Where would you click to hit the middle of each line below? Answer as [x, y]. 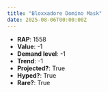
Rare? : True [33, 82]
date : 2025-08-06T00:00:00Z [47, 20]
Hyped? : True [37, 75]
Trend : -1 [30, 61]
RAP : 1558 [31, 39]
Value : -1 [30, 46]
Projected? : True [41, 68]
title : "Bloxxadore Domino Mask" [55, 13]
